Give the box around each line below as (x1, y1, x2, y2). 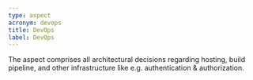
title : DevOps (8, 26, 55, 34)
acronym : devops (8, 19, 62, 27)
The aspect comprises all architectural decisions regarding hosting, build (8, 55, 246, 64)
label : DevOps (8, 33, 55, 42)
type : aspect (8, 11, 51, 20)
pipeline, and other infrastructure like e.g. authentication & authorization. (8, 64, 245, 73)
